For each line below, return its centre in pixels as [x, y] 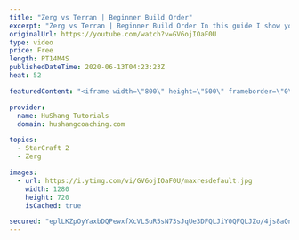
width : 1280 [47, 189]
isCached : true [53, 205]
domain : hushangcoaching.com [71, 124]
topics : [24, 140]
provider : [28, 108]
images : [24, 172]
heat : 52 [25, 76]
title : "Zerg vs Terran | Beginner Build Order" [101, 17]
